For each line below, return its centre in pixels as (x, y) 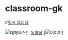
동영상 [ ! (47, 32)
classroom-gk (34, 8)
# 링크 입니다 (17, 22)
